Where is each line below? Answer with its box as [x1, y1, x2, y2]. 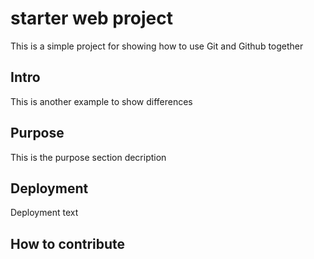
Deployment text [10, 207, 79, 219]
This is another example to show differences [10, 95, 193, 107]
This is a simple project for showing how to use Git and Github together [10, 40, 304, 52]
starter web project [10, 7, 173, 30]
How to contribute [10, 235, 126, 252]
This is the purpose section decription [10, 151, 167, 163]
